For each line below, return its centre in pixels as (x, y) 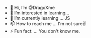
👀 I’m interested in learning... (39, 13)
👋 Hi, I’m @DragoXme (32, 8)
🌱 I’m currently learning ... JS (40, 18)
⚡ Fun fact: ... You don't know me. (45, 31)
